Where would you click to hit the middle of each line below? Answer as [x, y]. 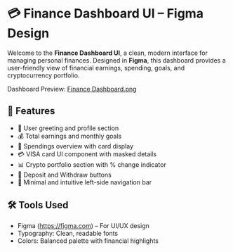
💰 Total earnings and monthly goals [69, 136]
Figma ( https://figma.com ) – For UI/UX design [83, 225]
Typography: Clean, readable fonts [67, 233]
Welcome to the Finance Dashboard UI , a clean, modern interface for [108, 53]
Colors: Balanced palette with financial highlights [88, 241]
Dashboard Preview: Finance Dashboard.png [72, 89]
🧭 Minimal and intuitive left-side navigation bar [85, 182]
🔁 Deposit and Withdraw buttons [65, 175]
